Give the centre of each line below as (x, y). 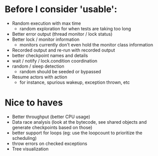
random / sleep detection (38, 66)
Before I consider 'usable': (61, 9)
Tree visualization (30, 149)
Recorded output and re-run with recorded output (63, 50)
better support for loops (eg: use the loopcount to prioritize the (77, 133)
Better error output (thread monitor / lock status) (62, 34)
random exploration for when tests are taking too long (75, 28)
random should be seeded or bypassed (60, 71)
